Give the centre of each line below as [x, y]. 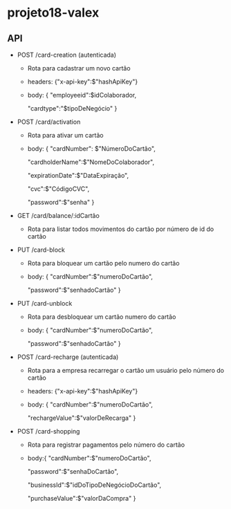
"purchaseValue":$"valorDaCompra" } [82, 498]
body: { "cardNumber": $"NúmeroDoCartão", [91, 149]
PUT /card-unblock [45, 303]
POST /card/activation [49, 122]
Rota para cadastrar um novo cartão [79, 68]
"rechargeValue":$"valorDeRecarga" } [82, 418]
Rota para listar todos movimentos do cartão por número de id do [121, 229]
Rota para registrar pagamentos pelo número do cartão [106, 445]
